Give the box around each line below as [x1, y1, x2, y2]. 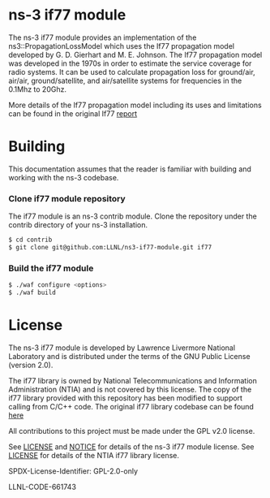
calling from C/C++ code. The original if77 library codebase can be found [8, 401, 254, 411]
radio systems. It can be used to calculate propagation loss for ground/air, [8, 67, 255, 76]
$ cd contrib [8, 236, 53, 245]
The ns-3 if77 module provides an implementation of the [8, 32, 197, 42]
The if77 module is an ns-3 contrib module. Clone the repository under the [8, 211, 257, 221]
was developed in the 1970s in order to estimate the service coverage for [8, 58, 252, 68]
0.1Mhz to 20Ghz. [8, 84, 67, 94]
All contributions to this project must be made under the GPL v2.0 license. [8, 426, 255, 435]
